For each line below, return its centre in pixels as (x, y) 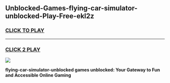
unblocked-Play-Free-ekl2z (50, 16)
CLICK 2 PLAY (23, 49)
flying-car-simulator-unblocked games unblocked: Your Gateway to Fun (83, 69)
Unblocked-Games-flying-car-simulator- (71, 8)
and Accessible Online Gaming (38, 75)
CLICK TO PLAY (25, 31)
